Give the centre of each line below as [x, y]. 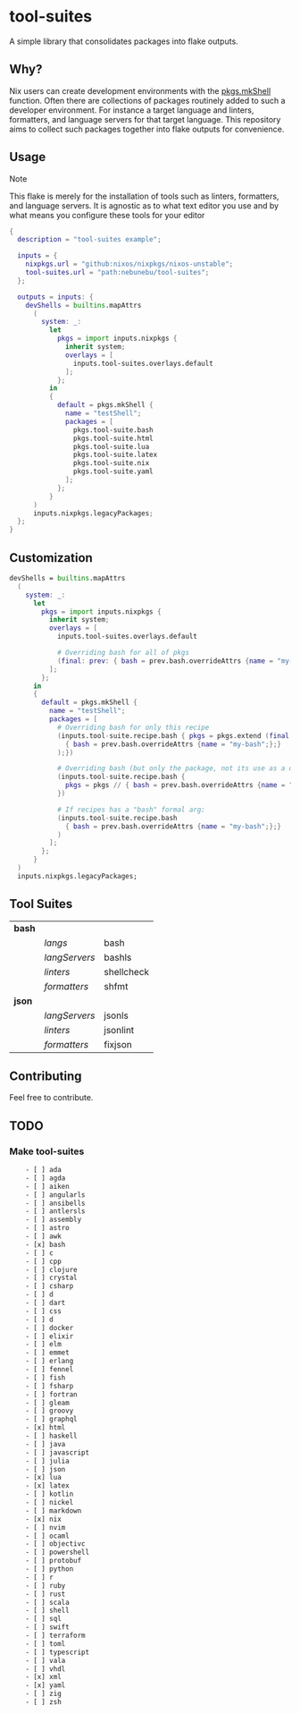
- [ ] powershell [58, 1553]
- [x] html [46, 1428]
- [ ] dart [46, 1303]
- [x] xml [44, 1677]
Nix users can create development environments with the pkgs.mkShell [140, 90]
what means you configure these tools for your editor [107, 215]
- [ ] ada [44, 1170]
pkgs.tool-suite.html [113, 438]
